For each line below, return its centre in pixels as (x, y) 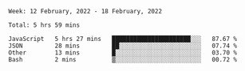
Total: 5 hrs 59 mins (44, 25)
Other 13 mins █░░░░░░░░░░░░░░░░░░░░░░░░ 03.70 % (123, 53)
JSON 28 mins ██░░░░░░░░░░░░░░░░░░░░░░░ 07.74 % (123, 46)
